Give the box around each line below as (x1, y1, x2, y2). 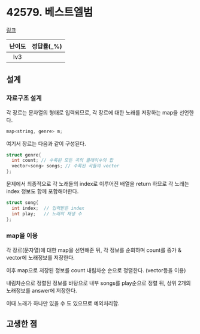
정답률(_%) (32, 42, 62, 50)
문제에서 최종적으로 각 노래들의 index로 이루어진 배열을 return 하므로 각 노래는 (6, 180, 190, 187)
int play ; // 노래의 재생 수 (11, 210, 82, 216)
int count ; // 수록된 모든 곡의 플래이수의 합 (11, 157, 114, 164)
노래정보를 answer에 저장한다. (6, 287, 77, 294)
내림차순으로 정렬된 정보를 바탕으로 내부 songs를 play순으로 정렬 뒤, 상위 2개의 (6, 279, 191, 287)
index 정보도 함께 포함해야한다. (6, 188, 79, 195)
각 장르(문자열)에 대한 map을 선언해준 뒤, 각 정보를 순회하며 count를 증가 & (6, 246, 181, 254)
